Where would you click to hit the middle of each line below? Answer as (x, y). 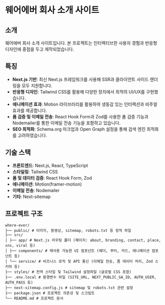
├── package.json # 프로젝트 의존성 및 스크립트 (50, 293)
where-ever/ (17, 225)
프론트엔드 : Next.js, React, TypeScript (50, 165)
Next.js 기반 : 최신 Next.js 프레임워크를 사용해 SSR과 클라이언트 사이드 (81, 79)
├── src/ (14, 235)
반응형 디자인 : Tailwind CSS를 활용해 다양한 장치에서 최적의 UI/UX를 (79, 92)
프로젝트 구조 (24, 214)
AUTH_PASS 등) (19, 283)
